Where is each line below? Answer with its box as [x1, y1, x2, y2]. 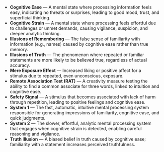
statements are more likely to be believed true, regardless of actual [9, 57, 147, 63]
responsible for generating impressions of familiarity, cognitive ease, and [9, 110, 160, 116]
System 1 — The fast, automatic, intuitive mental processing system [9, 104, 149, 110]
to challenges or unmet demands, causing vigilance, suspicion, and [9, 25, 148, 31]
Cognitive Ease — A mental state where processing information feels [9, 4, 152, 10]
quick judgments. [9, 115, 46, 121]
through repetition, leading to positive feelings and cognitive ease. [9, 99, 146, 105]
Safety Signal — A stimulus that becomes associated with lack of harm [9, 94, 156, 100]
